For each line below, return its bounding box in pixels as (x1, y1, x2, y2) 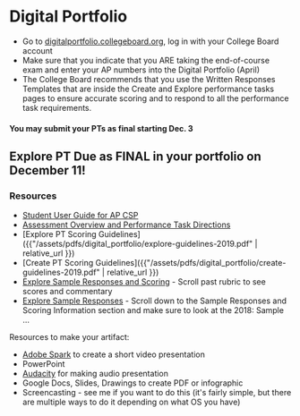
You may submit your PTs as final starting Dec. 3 (9, 123, 194, 133)
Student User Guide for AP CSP (21, 210, 139, 221)
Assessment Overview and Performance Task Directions (21, 219, 231, 230)
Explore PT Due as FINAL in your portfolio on (9, 149, 261, 164)
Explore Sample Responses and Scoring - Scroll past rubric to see (21, 276, 266, 287)
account (21, 45, 54, 55)
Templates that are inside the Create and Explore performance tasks (21, 83, 275, 94)
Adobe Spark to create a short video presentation (21, 349, 206, 360)
